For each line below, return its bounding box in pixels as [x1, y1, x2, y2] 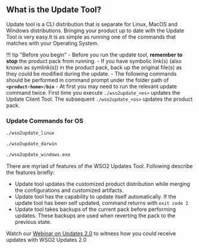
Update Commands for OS [6, 116, 83, 125]
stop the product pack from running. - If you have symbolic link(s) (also [6, 57, 182, 64]
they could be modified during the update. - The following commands [6, 70, 177, 77]
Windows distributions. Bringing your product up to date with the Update [6, 27, 185, 34]
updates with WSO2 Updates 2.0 [6, 236, 87, 243]
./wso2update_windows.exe [6, 151, 70, 157]
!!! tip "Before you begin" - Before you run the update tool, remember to [6, 51, 183, 58]
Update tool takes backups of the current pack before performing [14, 206, 176, 213]
